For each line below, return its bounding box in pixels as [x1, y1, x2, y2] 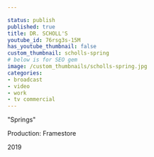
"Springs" [7, 115, 36, 124]
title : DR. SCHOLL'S [7, 30, 69, 37]
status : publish [7, 16, 55, 23]
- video [7, 82, 31, 90]
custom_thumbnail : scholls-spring [7, 50, 110, 57]
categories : [7, 69, 43, 77]
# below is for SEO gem [7, 56, 78, 64]
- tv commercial [7, 96, 55, 103]
